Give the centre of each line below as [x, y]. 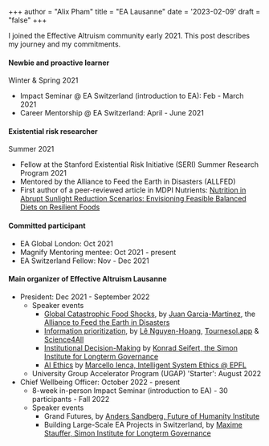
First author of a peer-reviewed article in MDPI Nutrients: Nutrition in [133, 190]
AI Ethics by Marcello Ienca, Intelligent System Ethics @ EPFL [145, 365]
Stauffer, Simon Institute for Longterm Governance [127, 433]
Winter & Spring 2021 [43, 80]
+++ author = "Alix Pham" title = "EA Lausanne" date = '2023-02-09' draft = [134, 12]
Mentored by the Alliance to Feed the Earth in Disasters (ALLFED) [128, 182]
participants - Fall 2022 [71, 399]
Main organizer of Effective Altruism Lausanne [88, 279]
